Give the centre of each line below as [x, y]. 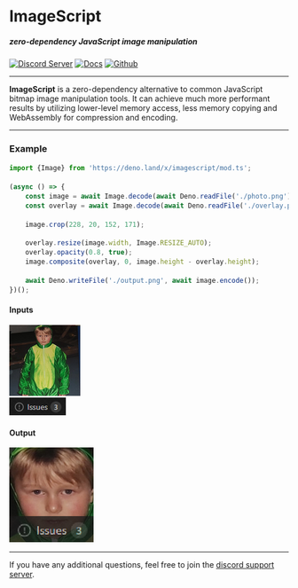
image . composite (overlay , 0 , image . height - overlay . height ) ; [142, 262]
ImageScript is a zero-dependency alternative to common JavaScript [136, 90]
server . [22, 575]
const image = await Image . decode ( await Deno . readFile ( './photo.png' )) [160, 197]
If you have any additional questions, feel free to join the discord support [142, 565]
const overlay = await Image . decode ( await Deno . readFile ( [134, 206]
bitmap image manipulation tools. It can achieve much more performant [140, 98]
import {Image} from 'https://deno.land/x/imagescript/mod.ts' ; [130, 169]
